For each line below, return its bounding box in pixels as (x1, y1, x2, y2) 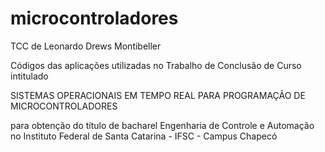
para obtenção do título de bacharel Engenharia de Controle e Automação (10, 119, 315, 131)
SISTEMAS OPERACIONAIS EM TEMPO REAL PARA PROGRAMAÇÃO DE (10, 89, 306, 101)
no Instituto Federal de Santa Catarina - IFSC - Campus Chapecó (10, 130, 278, 142)
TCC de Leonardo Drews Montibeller (10, 40, 162, 52)
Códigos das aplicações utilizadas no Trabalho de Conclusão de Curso (10, 59, 302, 71)
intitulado (10, 70, 49, 82)
